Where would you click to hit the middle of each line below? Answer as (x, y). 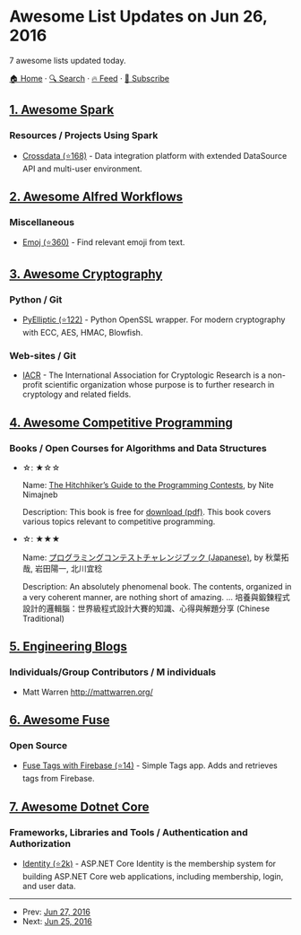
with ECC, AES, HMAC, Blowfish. (82, 332)
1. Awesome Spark (62, 110)
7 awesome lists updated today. (68, 60)
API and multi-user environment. (82, 169)
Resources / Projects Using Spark (84, 135)
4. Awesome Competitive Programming (121, 422)
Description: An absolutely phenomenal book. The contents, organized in (157, 586)
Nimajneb (40, 494)
